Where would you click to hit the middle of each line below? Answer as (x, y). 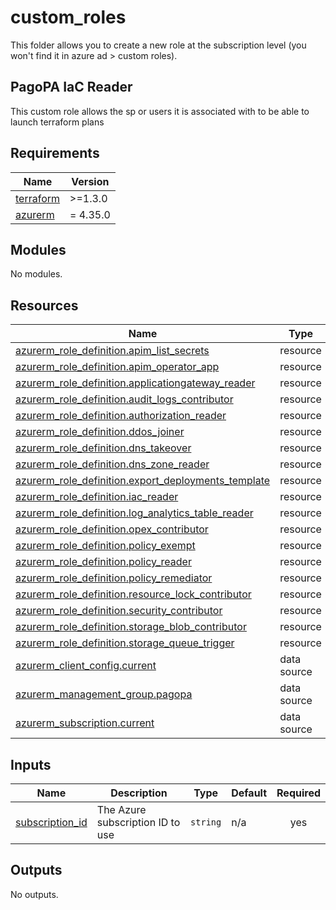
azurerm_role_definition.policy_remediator (114, 578)
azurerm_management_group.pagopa (104, 694)
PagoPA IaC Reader (71, 87)
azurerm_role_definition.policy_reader (103, 562)
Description (139, 793)
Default (249, 793)
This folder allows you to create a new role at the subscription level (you (158, 45)
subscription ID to (138, 822)
